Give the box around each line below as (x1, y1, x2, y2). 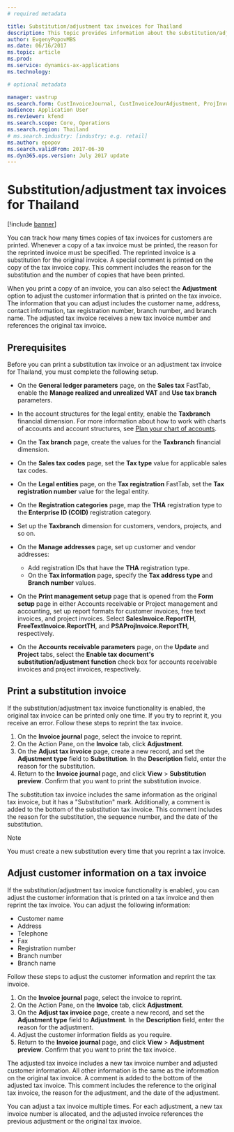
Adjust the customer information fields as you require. (17, 1030, 172, 1038)
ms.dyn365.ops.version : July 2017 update (7, 152, 130, 159)
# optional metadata (7, 81, 68, 88)
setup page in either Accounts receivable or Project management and (17, 600, 218, 608)
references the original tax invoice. (7, 321, 107, 330)
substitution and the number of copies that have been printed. (7, 270, 185, 280)
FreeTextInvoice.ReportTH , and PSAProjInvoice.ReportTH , (17, 622, 189, 630)
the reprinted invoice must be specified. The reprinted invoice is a (7, 249, 196, 257)
